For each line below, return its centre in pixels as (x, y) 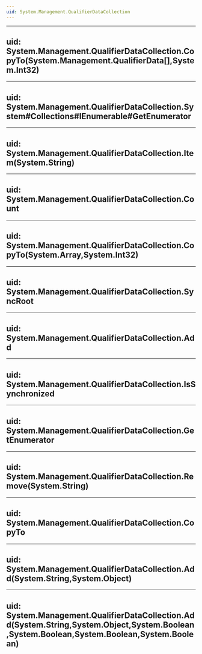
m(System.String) (41, 162)
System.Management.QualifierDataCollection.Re (100, 477)
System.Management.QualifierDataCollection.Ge (100, 430)
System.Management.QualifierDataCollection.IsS (101, 384)
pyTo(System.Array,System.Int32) (72, 255)
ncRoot (20, 301)
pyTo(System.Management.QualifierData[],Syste (100, 61)
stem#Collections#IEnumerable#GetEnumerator (99, 116)
